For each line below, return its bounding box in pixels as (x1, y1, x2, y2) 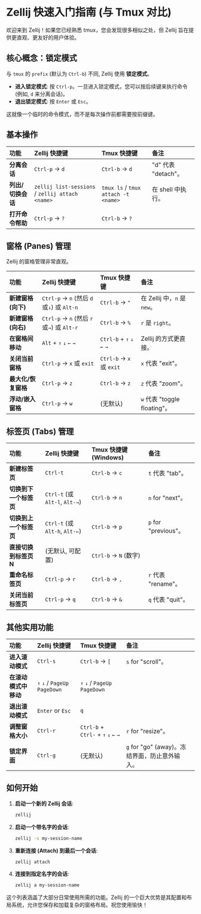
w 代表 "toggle (140, 395, 180, 404)
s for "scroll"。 (126, 657, 167, 666)
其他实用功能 (6, 622, 54, 632)
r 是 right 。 (140, 319, 175, 327)
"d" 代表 (151, 160, 175, 169)
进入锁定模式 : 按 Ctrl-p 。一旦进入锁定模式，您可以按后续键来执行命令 (14, 83, 188, 90)
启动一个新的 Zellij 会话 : (14, 800, 74, 807)
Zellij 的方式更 (140, 334, 180, 343)
